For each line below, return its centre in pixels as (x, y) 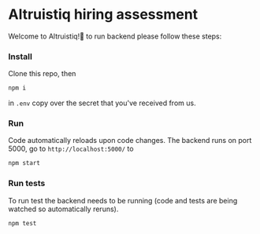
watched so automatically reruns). (63, 209)
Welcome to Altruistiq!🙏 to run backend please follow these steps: (115, 36)
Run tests (27, 184)
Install (20, 57)
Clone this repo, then (42, 74)
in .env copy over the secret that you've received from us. (102, 103)
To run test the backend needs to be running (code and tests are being (123, 200)
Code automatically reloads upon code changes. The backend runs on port (130, 141)
